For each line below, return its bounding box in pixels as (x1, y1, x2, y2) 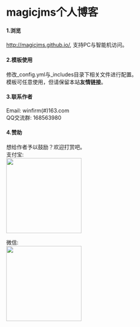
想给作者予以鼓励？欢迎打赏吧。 (6, 144, 85, 150)
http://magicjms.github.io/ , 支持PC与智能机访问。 (6, 41, 128, 49)
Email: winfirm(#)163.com (6, 106, 70, 114)
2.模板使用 (6, 56, 33, 63)
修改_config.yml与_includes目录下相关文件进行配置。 (6, 70, 137, 78)
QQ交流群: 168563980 (6, 114, 62, 121)
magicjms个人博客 (6, 5, 99, 19)
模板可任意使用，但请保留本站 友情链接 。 (6, 78, 106, 85)
